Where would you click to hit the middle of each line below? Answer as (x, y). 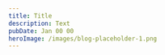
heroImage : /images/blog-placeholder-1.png (83, 38)
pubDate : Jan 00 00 (41, 31)
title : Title (30, 16)
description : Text (39, 23)
